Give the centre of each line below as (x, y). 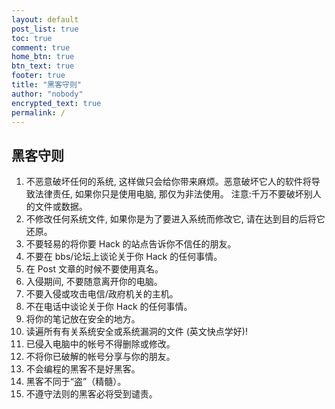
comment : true (41, 47)
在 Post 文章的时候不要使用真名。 (94, 269)
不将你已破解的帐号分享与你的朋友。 (100, 357)
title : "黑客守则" (47, 85)
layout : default (45, 19)
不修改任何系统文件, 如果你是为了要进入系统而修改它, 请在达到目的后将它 (175, 219)
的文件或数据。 (56, 207)
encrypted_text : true (56, 103)
